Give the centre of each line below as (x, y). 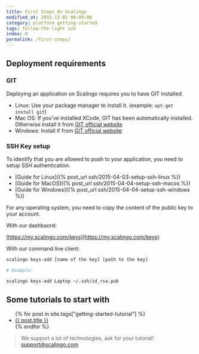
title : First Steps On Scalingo (46, 12)
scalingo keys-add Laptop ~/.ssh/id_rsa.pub (62, 281)
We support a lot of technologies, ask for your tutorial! (87, 338)
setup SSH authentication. (38, 165)
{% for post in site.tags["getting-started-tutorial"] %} (80, 314)
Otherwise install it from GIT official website (68, 124)
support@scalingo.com (50, 344)
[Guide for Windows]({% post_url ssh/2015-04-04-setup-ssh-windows (102, 189)
